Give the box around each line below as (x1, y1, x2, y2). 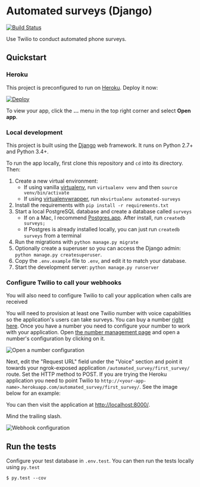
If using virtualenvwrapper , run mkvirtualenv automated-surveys (23, 195, 181, 202)
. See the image (139, 384, 178, 391)
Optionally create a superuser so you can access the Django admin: (14, 244, 182, 252)
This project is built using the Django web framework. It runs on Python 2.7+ (6, 142, 193, 149)
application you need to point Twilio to (6, 377, 100, 384)
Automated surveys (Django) (6, 4, 153, 18)
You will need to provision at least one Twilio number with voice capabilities (6, 310, 192, 317)
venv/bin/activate (23, 190, 70, 196)
